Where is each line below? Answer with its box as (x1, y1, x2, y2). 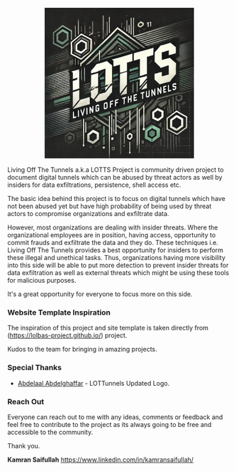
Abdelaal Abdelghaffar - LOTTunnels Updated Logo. (17, 379, 170, 387)
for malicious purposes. (7, 276, 77, 284)
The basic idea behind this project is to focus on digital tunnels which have (7, 195, 225, 202)
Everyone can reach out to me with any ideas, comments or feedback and (7, 413, 223, 421)
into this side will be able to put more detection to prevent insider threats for (7, 261, 229, 269)
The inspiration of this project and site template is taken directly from (7, 324, 209, 332)
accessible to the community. (7, 428, 94, 436)
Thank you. (7, 441, 40, 450)
